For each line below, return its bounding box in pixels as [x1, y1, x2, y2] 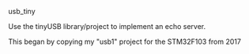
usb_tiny [8, 7, 36, 16]
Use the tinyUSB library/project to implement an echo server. [8, 22, 206, 31]
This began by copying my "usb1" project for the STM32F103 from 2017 [8, 37, 241, 46]
